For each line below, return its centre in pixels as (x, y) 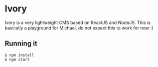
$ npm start (17, 59)
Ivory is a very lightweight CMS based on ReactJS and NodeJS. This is (78, 22)
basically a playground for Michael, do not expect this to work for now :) (79, 27)
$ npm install (20, 55)
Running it (21, 44)
